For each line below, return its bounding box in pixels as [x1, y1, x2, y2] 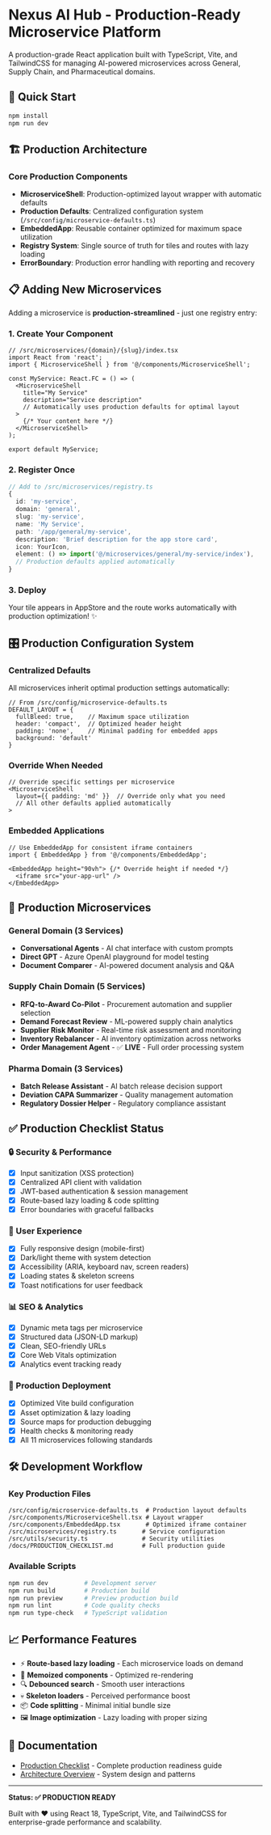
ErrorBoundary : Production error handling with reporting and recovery [19, 258, 256, 268]
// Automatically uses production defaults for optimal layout [23, 403, 240, 412]
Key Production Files [8, 1488, 91, 1499]
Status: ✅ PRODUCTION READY [8, 1792, 117, 1802]
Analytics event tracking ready [19, 1359, 123, 1369]
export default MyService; [8, 446, 99, 454]
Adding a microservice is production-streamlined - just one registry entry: [8, 308, 258, 317]
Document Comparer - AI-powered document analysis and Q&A [19, 961, 235, 970]
